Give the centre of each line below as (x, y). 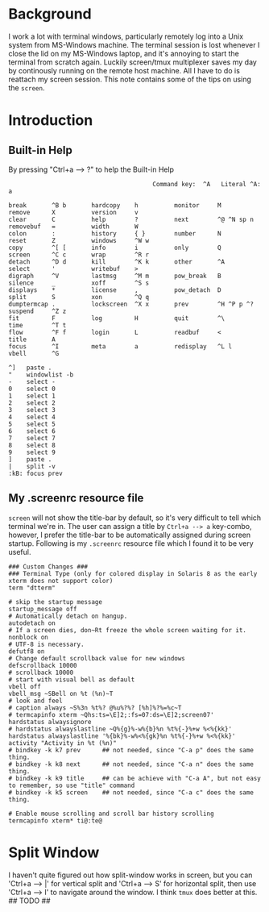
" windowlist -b (41, 375)
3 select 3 (32, 410)
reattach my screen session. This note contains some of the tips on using (130, 79)
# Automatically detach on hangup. (68, 616)
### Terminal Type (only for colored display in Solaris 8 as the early (133, 573)
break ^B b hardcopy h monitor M (115, 205)
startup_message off (43, 609)
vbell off (25, 686)
